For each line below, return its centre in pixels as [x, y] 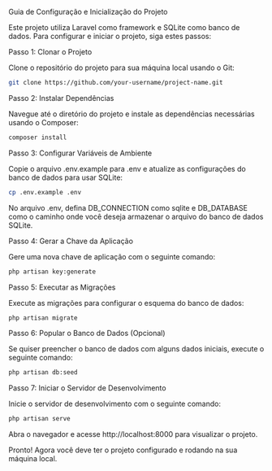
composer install [38, 137]
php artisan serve [39, 419]
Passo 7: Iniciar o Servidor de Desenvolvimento [87, 388]
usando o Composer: [43, 122]
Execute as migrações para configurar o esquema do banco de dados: [126, 303]
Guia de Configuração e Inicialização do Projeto [88, 12]
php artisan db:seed [43, 373]
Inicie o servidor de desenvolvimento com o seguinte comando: [115, 404]
